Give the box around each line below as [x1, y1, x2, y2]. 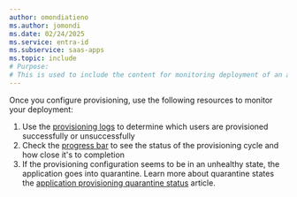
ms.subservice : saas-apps [9, 46, 104, 55]
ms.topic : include [9, 54, 77, 63]
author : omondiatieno [9, 12, 89, 22]
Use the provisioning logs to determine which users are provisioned [21, 121, 269, 132]
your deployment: [9, 103, 73, 115]
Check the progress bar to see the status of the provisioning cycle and [21, 140, 279, 150]
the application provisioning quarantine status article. [21, 178, 217, 188]
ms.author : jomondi [9, 21, 81, 30]
